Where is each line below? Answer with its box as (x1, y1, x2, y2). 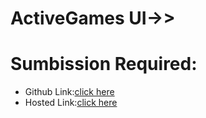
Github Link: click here (24, 86, 115, 98)
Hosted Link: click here (24, 97, 118, 109)
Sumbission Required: (10, 53, 198, 76)
